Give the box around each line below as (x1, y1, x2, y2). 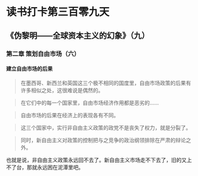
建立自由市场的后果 (6, 65, 53, 72)
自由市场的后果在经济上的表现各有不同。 (20, 111, 119, 119)
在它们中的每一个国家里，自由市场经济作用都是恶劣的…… (20, 99, 159, 106)
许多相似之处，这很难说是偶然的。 (20, 86, 104, 94)
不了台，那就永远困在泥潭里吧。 (6, 164, 84, 171)
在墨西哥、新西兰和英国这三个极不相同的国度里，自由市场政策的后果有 (20, 79, 192, 86)
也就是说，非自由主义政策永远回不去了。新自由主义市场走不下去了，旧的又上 (6, 156, 192, 163)
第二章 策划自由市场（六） (6, 49, 81, 57)
